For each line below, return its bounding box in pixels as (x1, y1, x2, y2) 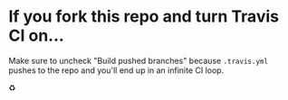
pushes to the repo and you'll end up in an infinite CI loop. (8, 65, 225, 76)
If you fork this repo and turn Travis (8, 6, 280, 27)
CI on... (8, 25, 64, 46)
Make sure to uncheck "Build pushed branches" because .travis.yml (8, 55, 269, 66)
